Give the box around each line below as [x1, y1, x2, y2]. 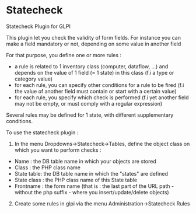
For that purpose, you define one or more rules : [6, 51, 121, 58]
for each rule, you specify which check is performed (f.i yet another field [14, 94, 189, 101]
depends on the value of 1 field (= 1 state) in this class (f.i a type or [14, 69, 174, 76]
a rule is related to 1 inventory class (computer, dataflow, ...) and [14, 62, 169, 70]
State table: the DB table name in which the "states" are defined [14, 170, 168, 177]
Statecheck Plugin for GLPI [6, 23, 71, 30]
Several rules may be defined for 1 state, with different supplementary [6, 111, 174, 118]
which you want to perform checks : [14, 146, 101, 153]
